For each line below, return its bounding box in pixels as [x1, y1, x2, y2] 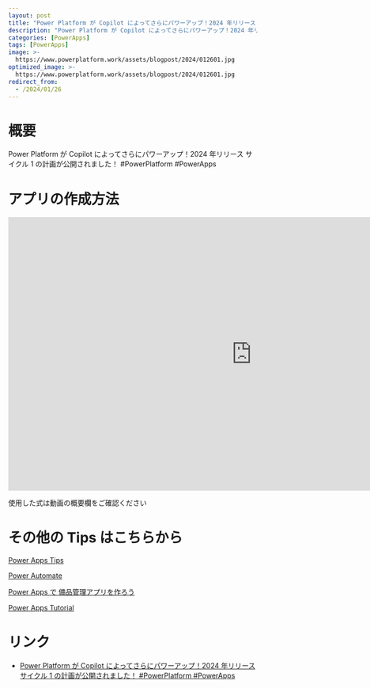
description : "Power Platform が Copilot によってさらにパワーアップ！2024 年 [8, 26, 255, 34]
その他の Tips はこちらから [8, 529, 183, 547]
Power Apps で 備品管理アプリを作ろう [8, 587, 135, 597]
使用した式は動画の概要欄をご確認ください [8, 498, 147, 507]
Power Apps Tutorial [8, 603, 74, 613]
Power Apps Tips [8, 556, 65, 565]
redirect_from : [8, 78, 59, 86]
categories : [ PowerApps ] [8, 33, 90, 42]
